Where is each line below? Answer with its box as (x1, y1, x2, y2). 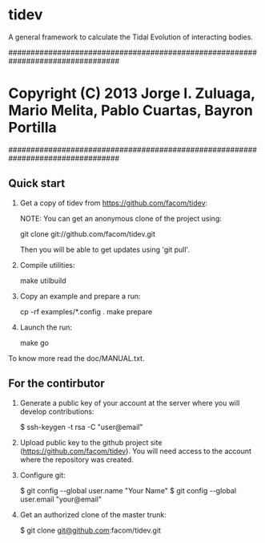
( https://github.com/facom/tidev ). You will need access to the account (19, 446, 252, 456)
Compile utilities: (19, 260, 75, 269)
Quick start (8, 176, 66, 190)
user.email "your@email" (19, 494, 102, 504)
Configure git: (19, 470, 66, 480)
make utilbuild (19, 275, 66, 286)
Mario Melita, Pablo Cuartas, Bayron (8, 102, 254, 120)
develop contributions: (19, 407, 94, 416)
